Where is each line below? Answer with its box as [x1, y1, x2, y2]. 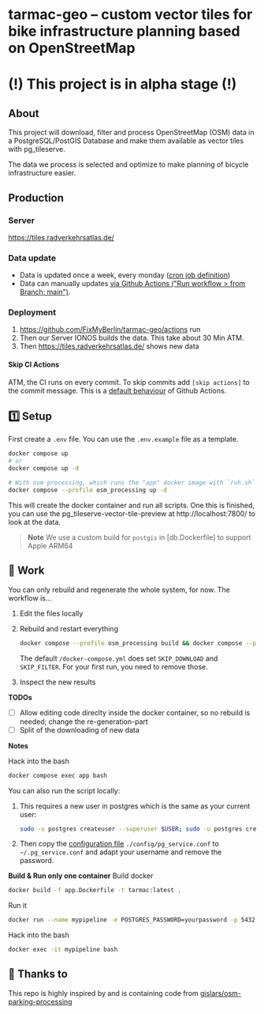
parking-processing [8, 997, 73, 1006]
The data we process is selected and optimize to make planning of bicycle [8, 160, 249, 169]
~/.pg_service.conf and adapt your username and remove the [19, 847, 222, 857]
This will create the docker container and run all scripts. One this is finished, [8, 500, 255, 510]
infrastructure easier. [8, 168, 76, 178]
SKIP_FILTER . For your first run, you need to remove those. [19, 662, 209, 671]
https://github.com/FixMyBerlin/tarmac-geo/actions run [19, 325, 201, 334]
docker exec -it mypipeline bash [8, 946, 118, 954]
